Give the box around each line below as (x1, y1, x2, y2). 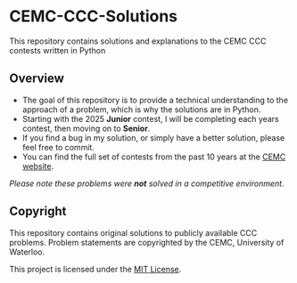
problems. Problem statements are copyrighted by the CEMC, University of (9, 237, 285, 247)
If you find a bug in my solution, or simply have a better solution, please (21, 132, 285, 143)
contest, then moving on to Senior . (21, 123, 151, 133)
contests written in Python (9, 44, 106, 55)
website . (21, 160, 54, 171)
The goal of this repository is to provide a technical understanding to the (21, 94, 288, 105)
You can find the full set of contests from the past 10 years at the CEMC (21, 151, 286, 162)
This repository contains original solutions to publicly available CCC (9, 227, 258, 238)
